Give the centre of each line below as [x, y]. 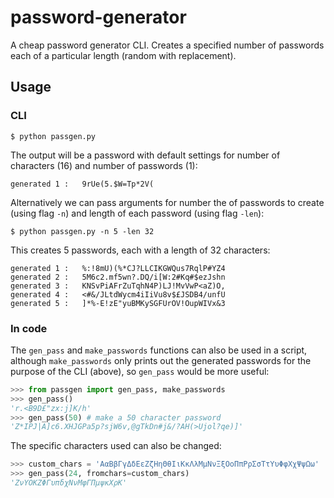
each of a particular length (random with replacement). [123, 55]
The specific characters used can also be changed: [116, 446]
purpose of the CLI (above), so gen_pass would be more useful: [140, 371]
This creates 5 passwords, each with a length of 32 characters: [140, 250]
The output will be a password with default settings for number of [145, 155]
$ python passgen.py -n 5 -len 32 [82, 231]
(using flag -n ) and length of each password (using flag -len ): [137, 213]
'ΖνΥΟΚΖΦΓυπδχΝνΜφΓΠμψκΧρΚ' [69, 483]
